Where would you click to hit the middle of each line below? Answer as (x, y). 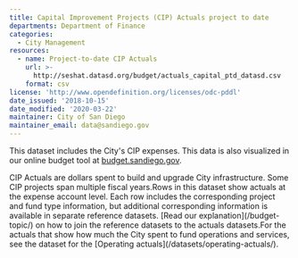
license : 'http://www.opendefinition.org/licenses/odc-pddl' (125, 92)
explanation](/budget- (239, 216)
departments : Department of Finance (77, 26)
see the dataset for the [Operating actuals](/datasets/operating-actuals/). (144, 244)
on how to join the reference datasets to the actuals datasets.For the (161, 225)
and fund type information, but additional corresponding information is (139, 206)
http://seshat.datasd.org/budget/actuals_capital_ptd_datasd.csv (157, 76)
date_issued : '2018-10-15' (59, 100)
